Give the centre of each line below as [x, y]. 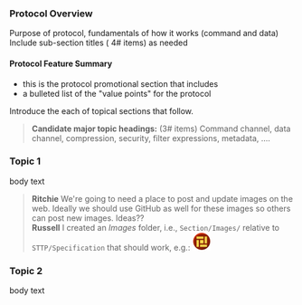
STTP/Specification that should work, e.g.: [111, 247]
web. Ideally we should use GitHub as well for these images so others [161, 208]
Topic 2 [26, 271]
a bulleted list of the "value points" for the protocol [117, 93]
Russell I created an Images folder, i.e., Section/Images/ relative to [156, 227]
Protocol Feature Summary [61, 63]
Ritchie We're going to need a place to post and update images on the [162, 198]
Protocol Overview [51, 14]
